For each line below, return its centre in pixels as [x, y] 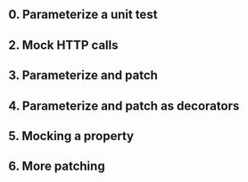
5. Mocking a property [71, 136]
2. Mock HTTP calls [63, 45]
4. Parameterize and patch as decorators [124, 106]
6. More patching [57, 166]
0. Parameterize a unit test [83, 15]
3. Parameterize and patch [83, 75]
